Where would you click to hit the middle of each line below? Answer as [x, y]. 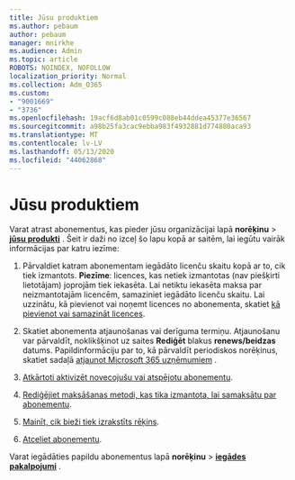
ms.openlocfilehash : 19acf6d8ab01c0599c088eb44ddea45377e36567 [130, 118]
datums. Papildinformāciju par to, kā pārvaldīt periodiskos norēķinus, [150, 350]
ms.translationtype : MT [54, 135]
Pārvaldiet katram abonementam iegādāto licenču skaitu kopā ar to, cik [154, 266]
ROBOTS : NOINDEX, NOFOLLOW [60, 68]
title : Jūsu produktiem [54, 18]
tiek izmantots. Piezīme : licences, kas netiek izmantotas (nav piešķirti [151, 276]
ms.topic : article [44, 59]
